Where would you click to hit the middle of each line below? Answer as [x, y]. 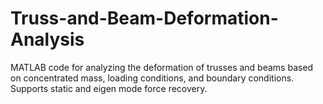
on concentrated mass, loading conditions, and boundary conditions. [152, 78]
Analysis [47, 39]
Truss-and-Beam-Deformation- [144, 18]
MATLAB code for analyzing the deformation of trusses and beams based [162, 67]
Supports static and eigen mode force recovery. [109, 88]
